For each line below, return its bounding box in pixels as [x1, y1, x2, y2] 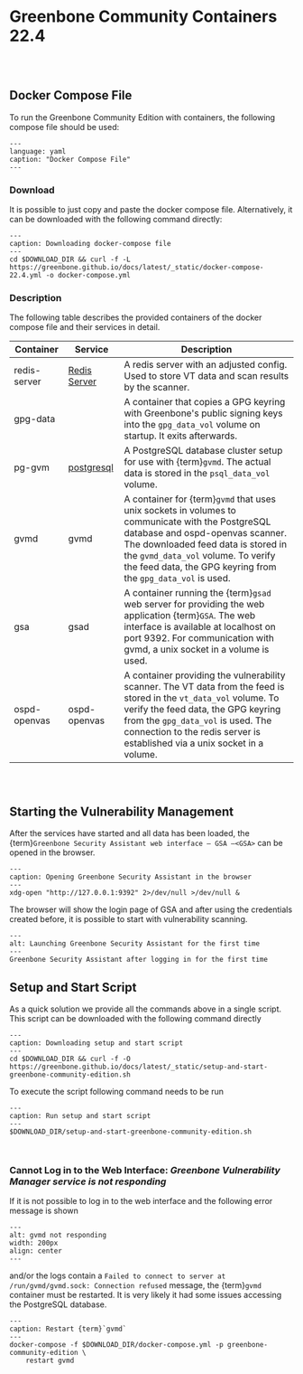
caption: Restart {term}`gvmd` [9, 1324, 127, 1334]
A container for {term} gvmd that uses [124, 493, 277, 505]
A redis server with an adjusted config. [124, 359, 288, 372]
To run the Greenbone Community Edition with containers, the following [9, 111, 276, 123]
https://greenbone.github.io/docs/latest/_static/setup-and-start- [9, 1062, 269, 1071]
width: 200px [9, 1238, 59, 1248]
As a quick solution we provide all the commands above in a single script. [9, 1003, 282, 1014]
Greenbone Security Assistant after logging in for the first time [9, 955, 269, 965]
